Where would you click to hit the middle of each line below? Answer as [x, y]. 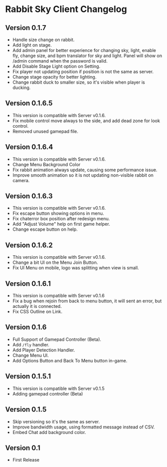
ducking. [22, 88]
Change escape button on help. [45, 229]
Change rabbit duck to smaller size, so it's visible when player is [79, 82]
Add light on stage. [32, 45]
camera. [21, 180]
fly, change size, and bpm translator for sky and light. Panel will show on [87, 56]
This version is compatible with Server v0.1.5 [58, 388]
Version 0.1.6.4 [29, 147]
